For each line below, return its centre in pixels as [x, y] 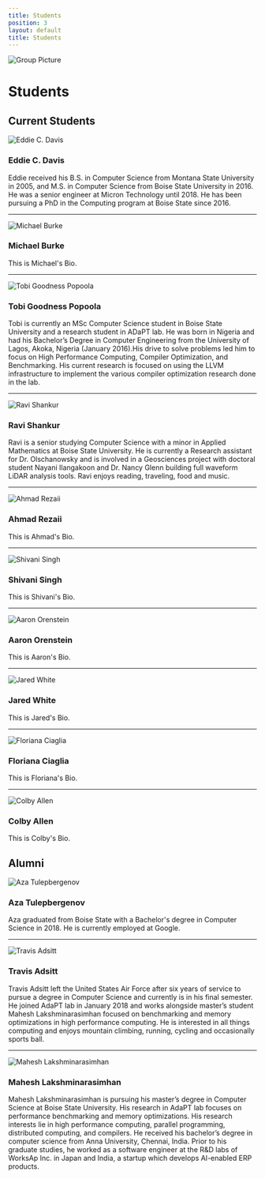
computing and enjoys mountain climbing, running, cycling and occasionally [131, 1031]
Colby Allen [31, 820]
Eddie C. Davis [36, 160]
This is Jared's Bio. [39, 717]
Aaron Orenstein [41, 640]
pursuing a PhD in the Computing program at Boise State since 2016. [119, 203]
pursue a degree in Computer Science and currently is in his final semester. [131, 997]
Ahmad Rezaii [35, 520]
